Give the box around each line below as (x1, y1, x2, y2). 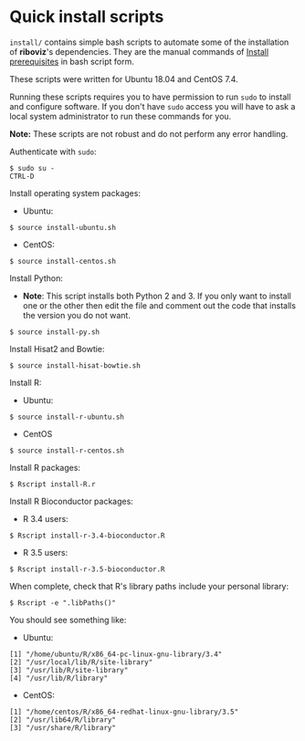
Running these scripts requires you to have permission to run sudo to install (9, 91, 291, 102)
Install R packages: (9, 462, 80, 473)
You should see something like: (9, 614, 127, 625)
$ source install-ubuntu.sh (9, 223, 117, 232)
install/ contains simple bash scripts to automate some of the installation (9, 37, 289, 47)
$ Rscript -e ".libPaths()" (9, 598, 117, 608)
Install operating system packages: (9, 187, 142, 198)
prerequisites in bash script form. (9, 56, 134, 67)
